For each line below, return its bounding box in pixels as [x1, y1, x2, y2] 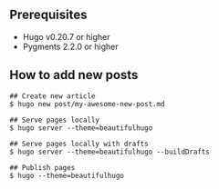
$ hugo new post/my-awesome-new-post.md [9, 99, 166, 108]
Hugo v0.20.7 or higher [22, 31, 111, 42]
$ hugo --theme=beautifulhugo [9, 171, 125, 180]
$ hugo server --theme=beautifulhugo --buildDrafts [9, 147, 210, 156]
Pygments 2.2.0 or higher [22, 41, 119, 52]
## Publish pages [9, 163, 76, 172]
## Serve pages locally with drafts [9, 139, 149, 148]
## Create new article [9, 91, 96, 101]
